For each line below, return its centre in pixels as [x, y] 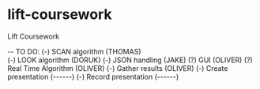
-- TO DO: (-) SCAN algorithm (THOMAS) [74, 51]
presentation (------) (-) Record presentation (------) [93, 76]
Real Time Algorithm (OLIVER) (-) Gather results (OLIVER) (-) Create [118, 68]
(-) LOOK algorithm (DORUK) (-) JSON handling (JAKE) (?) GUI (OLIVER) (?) [130, 60]
